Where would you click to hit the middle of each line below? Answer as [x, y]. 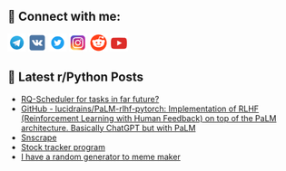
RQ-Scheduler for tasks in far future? [90, 99]
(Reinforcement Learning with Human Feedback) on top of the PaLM [148, 118]
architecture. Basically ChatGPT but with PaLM [108, 128]
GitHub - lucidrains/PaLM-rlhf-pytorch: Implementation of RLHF [140, 109]
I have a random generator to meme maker [101, 157]
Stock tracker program [63, 147]
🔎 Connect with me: [64, 17]
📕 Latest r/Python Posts [76, 77]
